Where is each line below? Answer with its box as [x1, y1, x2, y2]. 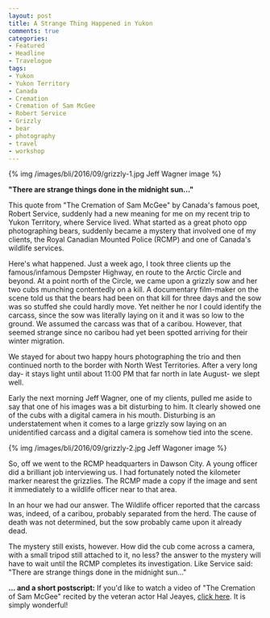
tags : [8, 65, 27, 73]
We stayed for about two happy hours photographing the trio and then [8, 352, 242, 362]
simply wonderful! [8, 600, 69, 610]
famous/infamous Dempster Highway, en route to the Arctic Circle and [8, 267, 242, 277]
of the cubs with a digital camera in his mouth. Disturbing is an [8, 410, 216, 420]
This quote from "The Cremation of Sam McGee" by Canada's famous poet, [8, 200, 260, 210]
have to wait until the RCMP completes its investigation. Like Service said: [8, 559, 253, 569]
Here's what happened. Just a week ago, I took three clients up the [8, 259, 231, 269]
